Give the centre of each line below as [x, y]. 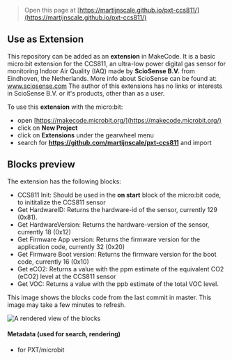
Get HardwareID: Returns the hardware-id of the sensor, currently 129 [117, 209]
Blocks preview [41, 164]
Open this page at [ [52, 10]
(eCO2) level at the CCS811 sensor [67, 276]
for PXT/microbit [41, 350]
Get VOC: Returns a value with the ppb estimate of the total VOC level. [118, 284]
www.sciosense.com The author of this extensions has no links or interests [115, 86]
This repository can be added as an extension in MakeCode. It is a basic [111, 56]
